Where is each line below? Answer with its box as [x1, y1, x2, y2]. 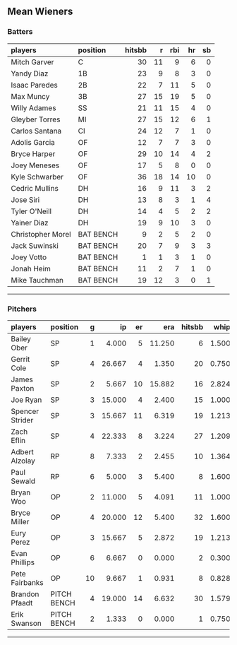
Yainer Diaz [11, 218, 49, 227]
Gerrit [11, 354, 30, 364]
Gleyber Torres [11, 114, 61, 124]
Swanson [11, 618, 42, 628]
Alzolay [11, 456, 35, 466]
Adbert [11, 446, 34, 456]
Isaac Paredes [11, 80, 59, 90]
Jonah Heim [11, 264, 51, 273]
